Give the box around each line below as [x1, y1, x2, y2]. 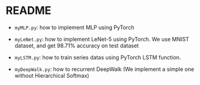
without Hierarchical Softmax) [14, 72, 89, 79]
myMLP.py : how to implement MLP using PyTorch [14, 24, 134, 31]
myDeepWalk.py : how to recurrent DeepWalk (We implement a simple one [14, 65, 195, 73]
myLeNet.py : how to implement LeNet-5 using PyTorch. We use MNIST [14, 35, 190, 42]
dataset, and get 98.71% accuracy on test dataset [14, 42, 139, 49]
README [5, 4, 52, 18]
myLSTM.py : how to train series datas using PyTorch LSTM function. [14, 53, 181, 61]
